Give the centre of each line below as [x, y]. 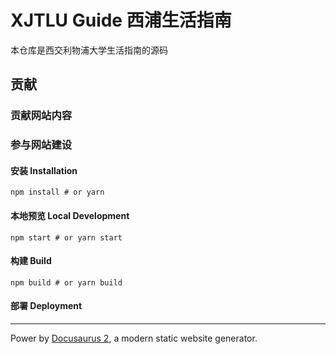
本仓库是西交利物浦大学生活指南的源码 [89, 50]
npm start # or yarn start [66, 237]
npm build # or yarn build [66, 282]
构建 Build [31, 261]
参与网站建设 [41, 145]
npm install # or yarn [57, 192]
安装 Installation [44, 170]
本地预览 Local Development [70, 215]
